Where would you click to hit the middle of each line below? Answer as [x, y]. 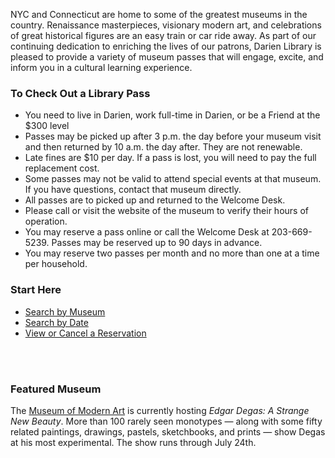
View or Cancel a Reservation [85, 333]
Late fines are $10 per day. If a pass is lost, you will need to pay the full [170, 158]
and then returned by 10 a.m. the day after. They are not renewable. [163, 147]
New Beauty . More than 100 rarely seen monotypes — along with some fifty [166, 421]
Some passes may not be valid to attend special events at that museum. [173, 179]
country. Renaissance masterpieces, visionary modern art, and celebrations [166, 25]
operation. [46, 221]
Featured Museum [56, 389]
